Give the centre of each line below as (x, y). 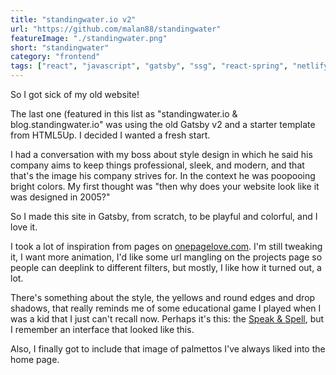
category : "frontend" (55, 57)
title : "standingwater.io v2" (73, 19)
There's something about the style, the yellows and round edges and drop (163, 297)
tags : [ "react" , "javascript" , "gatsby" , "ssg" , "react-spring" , (149, 66)
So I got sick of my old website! (75, 94)
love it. (24, 227)
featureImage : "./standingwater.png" (89, 38)
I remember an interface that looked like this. (102, 329)
